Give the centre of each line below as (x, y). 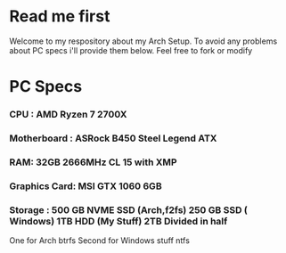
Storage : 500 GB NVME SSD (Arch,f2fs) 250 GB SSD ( (128, 209)
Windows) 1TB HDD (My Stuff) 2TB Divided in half (118, 221)
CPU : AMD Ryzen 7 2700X (68, 115)
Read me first (60, 16)
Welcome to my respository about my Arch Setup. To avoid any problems (143, 41)
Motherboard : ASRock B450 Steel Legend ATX (113, 138)
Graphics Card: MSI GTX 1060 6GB (86, 186)
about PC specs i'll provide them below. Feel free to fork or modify (131, 50)
